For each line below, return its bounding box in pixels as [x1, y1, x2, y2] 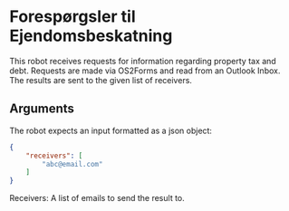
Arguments [9, 101, 75, 117]
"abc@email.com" [42, 159, 103, 168]
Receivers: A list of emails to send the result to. [9, 193, 186, 204]
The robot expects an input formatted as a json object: [9, 125, 213, 136]
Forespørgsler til [9, 6, 136, 27]
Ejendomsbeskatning [9, 25, 173, 46]
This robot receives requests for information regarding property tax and [9, 55, 276, 66]
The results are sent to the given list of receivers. [9, 74, 193, 85]
